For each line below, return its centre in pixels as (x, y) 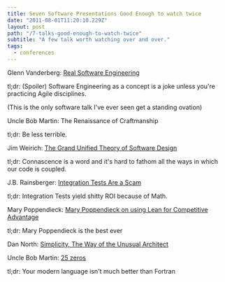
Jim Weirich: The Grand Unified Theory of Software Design (92, 148)
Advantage (23, 217)
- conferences (34, 53)
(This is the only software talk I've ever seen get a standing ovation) (105, 107)
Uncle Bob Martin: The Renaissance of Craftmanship (83, 120)
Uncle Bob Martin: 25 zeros (46, 258)
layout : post (26, 27)
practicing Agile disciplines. (47, 93)
